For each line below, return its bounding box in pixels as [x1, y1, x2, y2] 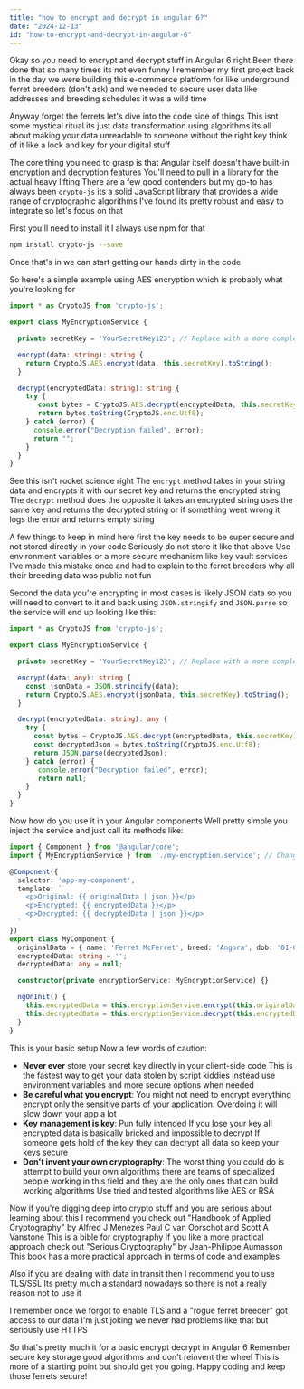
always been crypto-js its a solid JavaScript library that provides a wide [9, 186, 279, 197]
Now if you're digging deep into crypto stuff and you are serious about [9, 1203, 272, 1213]
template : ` [17, 884, 63, 893]
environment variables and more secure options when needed [22, 1079, 255, 1090]
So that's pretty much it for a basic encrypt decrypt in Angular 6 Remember [9, 1341, 291, 1353]
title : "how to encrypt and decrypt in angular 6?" [9, 13, 208, 23]
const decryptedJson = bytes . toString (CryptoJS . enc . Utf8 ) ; [33, 740, 261, 749]
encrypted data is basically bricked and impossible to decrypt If [22, 1127, 261, 1138]
